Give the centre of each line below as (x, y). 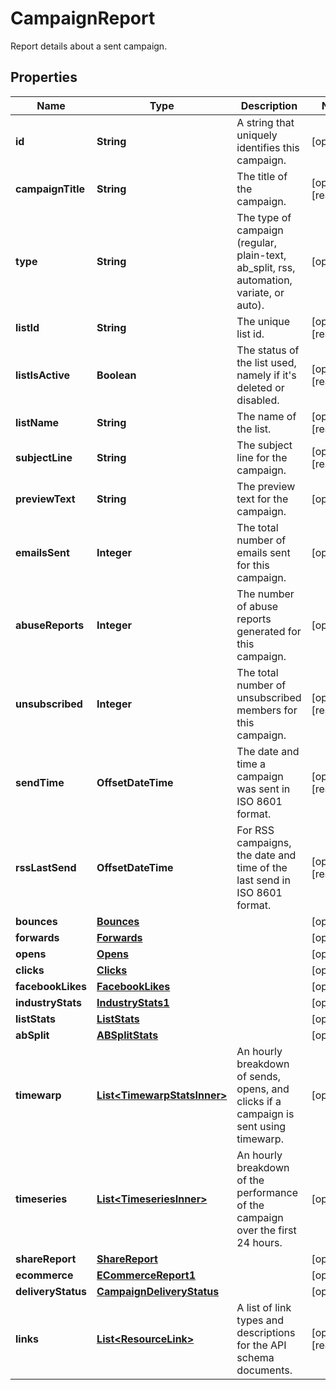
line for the (262, 457)
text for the (262, 499)
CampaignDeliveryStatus (158, 1291)
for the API (261, 1345)
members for (267, 710)
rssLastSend (46, 867)
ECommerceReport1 (146, 1275)
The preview (266, 486)
